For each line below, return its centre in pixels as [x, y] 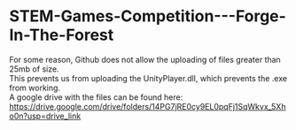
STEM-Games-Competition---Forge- [148, 16]
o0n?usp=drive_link [45, 116]
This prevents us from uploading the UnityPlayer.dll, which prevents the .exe [148, 78]
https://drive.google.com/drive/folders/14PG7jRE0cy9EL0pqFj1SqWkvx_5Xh [148, 106]
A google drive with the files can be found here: [96, 97]
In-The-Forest [62, 35]
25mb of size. [34, 69]
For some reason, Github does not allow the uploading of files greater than [145, 59]
